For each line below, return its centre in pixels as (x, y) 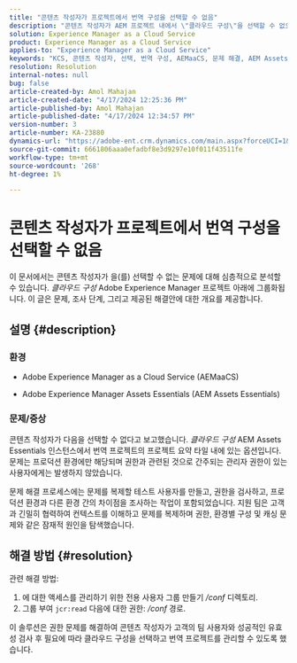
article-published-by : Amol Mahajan (76, 108)
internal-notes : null (49, 75)
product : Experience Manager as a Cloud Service (100, 42)
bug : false (29, 83)
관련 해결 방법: (34, 578)
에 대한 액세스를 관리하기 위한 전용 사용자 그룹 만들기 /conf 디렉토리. (140, 597)
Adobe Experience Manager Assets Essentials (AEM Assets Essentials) (151, 394)
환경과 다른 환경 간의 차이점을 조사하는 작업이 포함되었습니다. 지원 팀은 (147, 503)
